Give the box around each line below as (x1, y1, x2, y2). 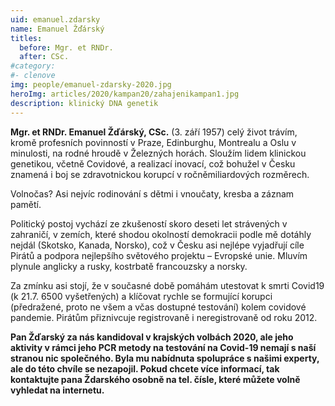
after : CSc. (19, 52, 70, 62)
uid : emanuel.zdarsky (10, 14, 101, 25)
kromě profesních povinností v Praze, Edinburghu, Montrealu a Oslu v (10, 136, 297, 148)
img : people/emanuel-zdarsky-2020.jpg (10, 80, 172, 90)
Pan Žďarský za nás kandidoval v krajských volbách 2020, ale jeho (10, 331, 294, 343)
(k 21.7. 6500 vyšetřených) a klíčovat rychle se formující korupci (10, 290, 273, 302)
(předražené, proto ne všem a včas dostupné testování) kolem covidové (10, 301, 307, 313)
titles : (10, 33, 43, 43)
